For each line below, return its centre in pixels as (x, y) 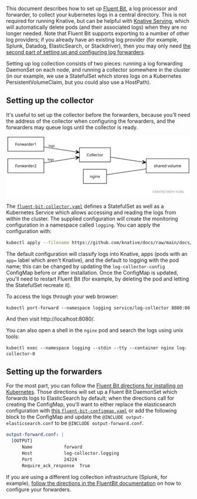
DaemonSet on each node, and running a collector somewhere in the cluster (98, 70)
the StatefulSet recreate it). (39, 285)
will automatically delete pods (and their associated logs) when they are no (96, 27)
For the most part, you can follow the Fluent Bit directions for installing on (95, 386)
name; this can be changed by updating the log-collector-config (86, 266)
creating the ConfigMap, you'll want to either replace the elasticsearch (91, 404)
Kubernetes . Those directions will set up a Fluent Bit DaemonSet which (92, 392)
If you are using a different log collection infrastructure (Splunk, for (87, 477)
